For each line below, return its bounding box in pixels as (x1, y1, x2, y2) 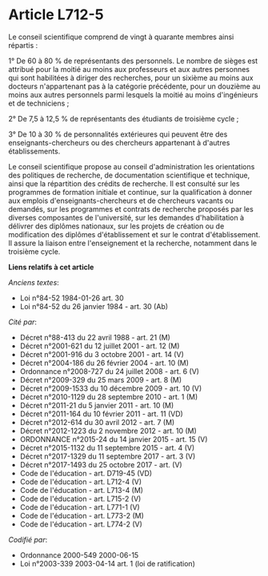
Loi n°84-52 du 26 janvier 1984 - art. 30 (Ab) (19, 301, 169, 311)
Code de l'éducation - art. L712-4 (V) (19, 477, 142, 487)
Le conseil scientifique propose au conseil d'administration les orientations (8, 161, 255, 171)
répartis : (8, 40, 38, 50)
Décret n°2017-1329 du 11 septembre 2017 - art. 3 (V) (19, 451, 196, 461)
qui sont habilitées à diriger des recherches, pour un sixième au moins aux (8, 73, 254, 82)
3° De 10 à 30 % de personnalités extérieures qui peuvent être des (8, 129, 228, 139)
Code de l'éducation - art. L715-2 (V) (19, 494, 142, 503)
